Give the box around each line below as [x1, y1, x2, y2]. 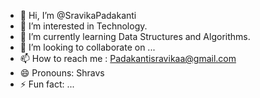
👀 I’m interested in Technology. [19, 20, 148, 32]
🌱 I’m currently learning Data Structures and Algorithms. [19, 31, 251, 42]
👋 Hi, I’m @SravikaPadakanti [19, 10, 137, 21]
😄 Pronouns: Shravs [19, 67, 105, 79]
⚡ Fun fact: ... [19, 78, 75, 90]
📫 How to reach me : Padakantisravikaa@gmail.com [19, 53, 237, 64]
